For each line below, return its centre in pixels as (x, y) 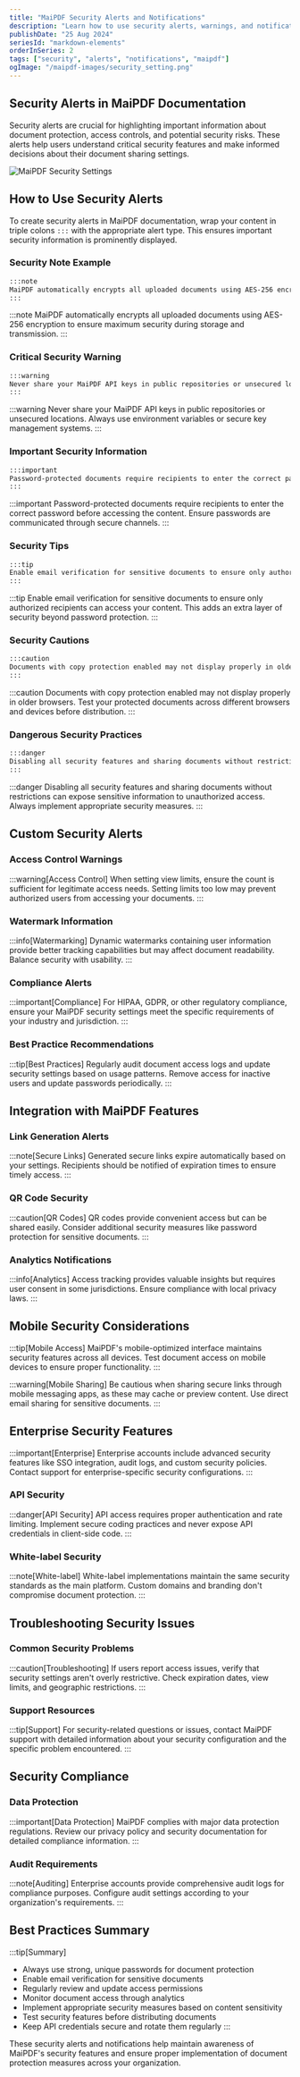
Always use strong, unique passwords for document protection (138, 1969)
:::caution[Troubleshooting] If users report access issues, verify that (134, 1668)
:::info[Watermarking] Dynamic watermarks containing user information (140, 941)
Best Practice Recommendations (82, 1044)
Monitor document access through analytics (103, 1997)
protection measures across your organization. (95, 2063)
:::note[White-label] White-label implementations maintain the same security (150, 1576)
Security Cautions (50, 640)
